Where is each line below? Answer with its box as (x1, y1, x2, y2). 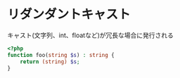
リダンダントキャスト (7, 6, 131, 22)
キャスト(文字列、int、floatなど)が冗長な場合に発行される (7, 31, 174, 39)
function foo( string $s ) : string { (7, 51, 115, 58)
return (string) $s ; (20, 58, 80, 65)
